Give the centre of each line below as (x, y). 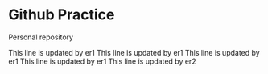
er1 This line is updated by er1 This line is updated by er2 (102, 61)
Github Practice (62, 15)
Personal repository (41, 37)
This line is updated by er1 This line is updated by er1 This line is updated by (134, 52)
